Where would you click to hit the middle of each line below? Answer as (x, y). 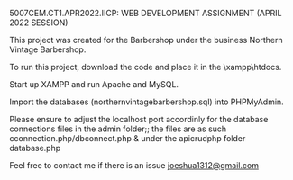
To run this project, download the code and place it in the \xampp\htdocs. (146, 67)
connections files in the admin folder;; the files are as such (118, 129)
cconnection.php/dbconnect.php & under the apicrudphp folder (128, 138)
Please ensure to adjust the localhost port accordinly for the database (139, 119)
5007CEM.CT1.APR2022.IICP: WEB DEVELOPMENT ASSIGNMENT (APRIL (146, 13)
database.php (35, 148)
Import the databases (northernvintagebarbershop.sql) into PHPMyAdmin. (146, 102)
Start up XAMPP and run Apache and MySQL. (94, 84)
